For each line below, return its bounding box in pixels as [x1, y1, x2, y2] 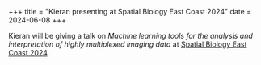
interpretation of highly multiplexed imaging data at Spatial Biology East [8, 39, 247, 49]
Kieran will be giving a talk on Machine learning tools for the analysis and [8, 31, 253, 40]
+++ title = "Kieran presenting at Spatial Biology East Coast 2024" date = [8, 7, 252, 16]
